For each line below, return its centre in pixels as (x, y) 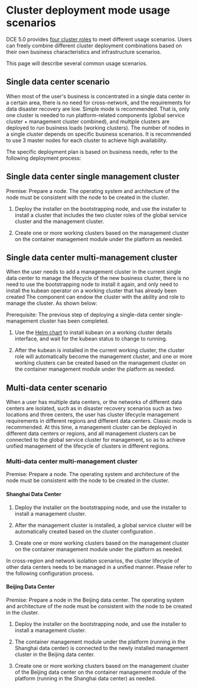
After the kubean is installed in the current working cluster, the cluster (100, 351)
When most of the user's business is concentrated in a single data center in (98, 96)
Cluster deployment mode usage (88, 10)
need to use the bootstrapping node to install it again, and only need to (92, 284)
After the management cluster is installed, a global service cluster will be (103, 525)
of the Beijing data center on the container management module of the (100, 672)
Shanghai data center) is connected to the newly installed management (101, 648)
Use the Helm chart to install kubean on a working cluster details (93, 333)
